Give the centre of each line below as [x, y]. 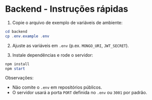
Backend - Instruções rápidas [67, 9]
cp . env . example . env [27, 36]
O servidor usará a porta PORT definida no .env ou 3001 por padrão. [80, 93]
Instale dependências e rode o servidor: [53, 55]
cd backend [16, 31]
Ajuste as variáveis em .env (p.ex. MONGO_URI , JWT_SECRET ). [71, 46]
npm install [17, 64]
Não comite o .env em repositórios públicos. [57, 87]
